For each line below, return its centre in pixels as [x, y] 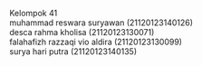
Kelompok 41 [34, 13]
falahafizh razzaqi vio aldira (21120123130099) [96, 42]
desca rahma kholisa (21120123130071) [82, 32]
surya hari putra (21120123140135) [73, 52]
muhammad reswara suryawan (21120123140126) [101, 23]
